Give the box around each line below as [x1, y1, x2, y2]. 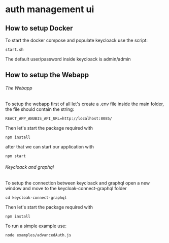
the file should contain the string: [5, 106, 75, 112]
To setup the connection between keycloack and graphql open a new [5, 179, 150, 186]
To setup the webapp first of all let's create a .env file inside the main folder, [5, 101, 164, 107]
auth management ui [5, 4, 94, 15]
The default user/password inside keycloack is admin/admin [5, 56, 131, 62]
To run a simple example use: [5, 223, 67, 229]
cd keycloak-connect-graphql [5, 195, 67, 200]
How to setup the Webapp [5, 71, 89, 79]
